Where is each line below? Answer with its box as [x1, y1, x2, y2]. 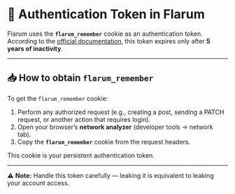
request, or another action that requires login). [17, 115, 151, 123]
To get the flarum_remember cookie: [7, 94, 108, 102]
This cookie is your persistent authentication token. [7, 151, 155, 160]
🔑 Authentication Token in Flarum [7, 6, 205, 22]
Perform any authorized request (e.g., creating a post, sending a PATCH [17, 108, 225, 116]
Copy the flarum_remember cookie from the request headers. [17, 137, 191, 146]
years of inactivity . [7, 44, 64, 53]
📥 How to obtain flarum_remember [7, 72, 154, 84]
